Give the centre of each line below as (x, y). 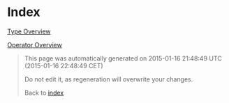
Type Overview (29, 31)
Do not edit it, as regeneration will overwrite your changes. (109, 79)
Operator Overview (35, 45)
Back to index (44, 93)
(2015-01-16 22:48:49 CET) (64, 65)
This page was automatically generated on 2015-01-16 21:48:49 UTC (123, 58)
